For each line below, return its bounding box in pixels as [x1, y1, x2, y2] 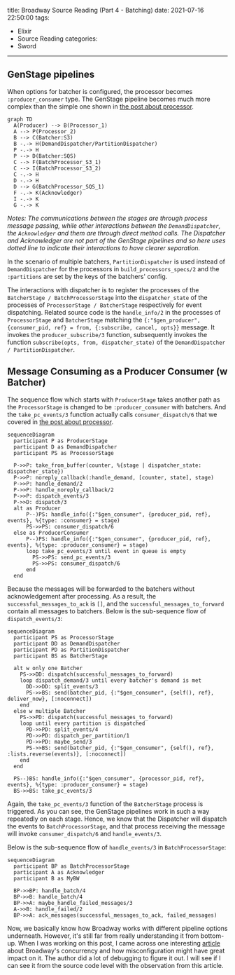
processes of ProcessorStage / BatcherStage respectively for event [7, 301, 202, 309]
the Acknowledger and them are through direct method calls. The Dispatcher [7, 229, 226, 237]
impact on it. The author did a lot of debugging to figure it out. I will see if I [7, 953, 221, 962]
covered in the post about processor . [7, 417, 114, 426]
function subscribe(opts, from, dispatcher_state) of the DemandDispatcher [7, 338, 226, 346]
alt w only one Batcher [13, 664, 83, 671]
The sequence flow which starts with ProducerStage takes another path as [7, 395, 220, 404]
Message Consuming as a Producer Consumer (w [7, 366, 228, 378]
